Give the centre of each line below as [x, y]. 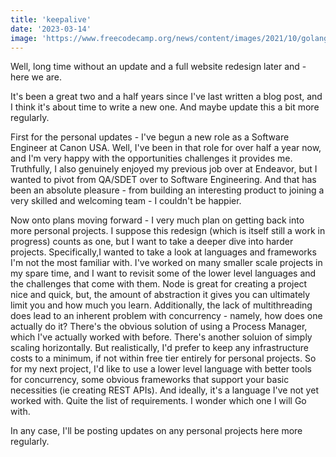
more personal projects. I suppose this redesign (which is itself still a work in [168, 231]
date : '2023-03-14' [51, 29]
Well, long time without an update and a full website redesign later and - [158, 67]
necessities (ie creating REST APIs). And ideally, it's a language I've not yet [164, 390]
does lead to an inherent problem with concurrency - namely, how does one [166, 316]
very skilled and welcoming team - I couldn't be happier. [126, 201]
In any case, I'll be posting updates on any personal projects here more [156, 431]
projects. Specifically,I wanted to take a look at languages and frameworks [163, 252]
